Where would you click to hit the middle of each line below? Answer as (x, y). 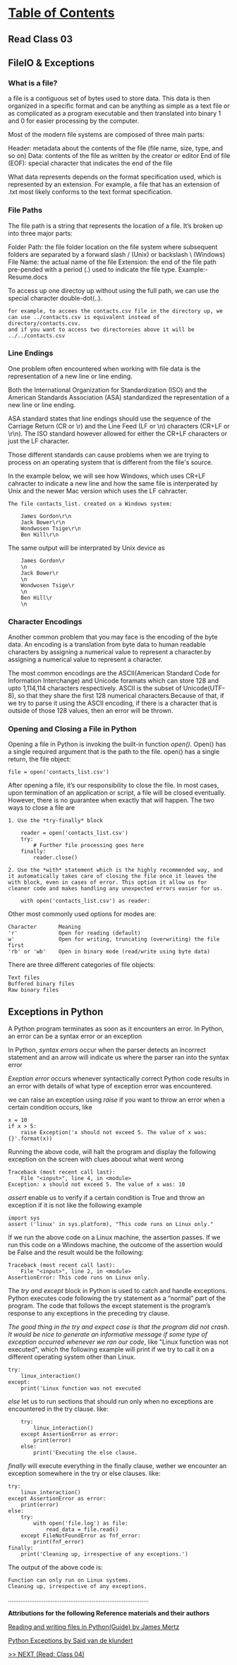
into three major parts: (40, 233)
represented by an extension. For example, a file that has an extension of (114, 184)
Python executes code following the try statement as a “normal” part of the (117, 1298)
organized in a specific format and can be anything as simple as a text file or (119, 106)
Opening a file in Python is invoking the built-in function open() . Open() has (117, 744)
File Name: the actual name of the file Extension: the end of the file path (113, 262)
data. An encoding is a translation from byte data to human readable (107, 644)
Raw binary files (34, 990)
